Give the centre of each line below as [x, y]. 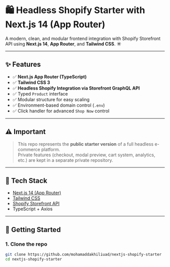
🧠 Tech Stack [26, 181]
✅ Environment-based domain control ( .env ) [59, 105]
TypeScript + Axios [33, 209]
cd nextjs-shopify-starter [34, 259]
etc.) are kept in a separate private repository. [65, 160]
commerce [29, 149]
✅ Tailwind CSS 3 [31, 82]
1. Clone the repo [26, 244]
